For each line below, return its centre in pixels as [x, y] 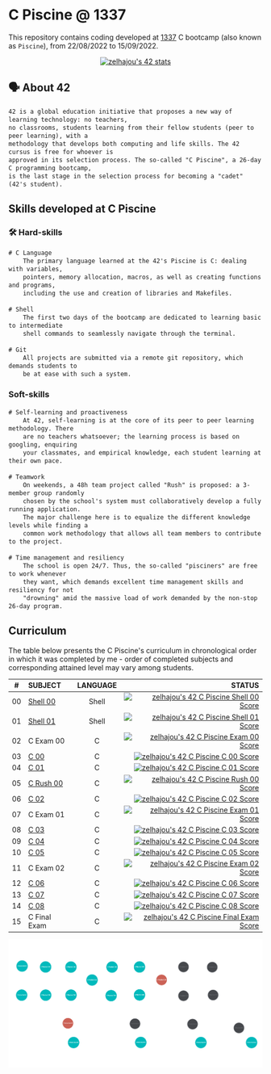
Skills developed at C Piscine [82, 209]
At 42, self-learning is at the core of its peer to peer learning [138, 420]
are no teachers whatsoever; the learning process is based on [131, 436]
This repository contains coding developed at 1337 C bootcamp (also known [135, 37]
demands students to [43, 366]
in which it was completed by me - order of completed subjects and [121, 659]
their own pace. [35, 461]
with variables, [35, 269]
